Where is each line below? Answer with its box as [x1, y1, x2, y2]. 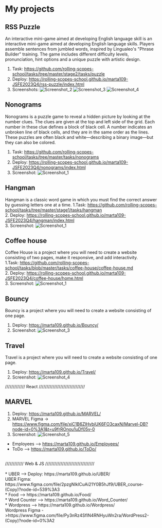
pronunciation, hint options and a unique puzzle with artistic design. [5, 57, 141, 62]
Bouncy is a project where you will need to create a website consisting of [5, 308, 152, 314]
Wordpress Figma [5, 507, 40, 513]
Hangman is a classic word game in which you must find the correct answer [5, 196, 157, 203]
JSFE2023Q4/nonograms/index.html [12, 164, 86, 170]
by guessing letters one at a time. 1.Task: [5, 202, 87, 207]
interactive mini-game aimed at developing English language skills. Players [5, 41, 155, 47]
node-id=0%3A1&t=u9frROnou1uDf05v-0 [12, 426, 95, 432]
